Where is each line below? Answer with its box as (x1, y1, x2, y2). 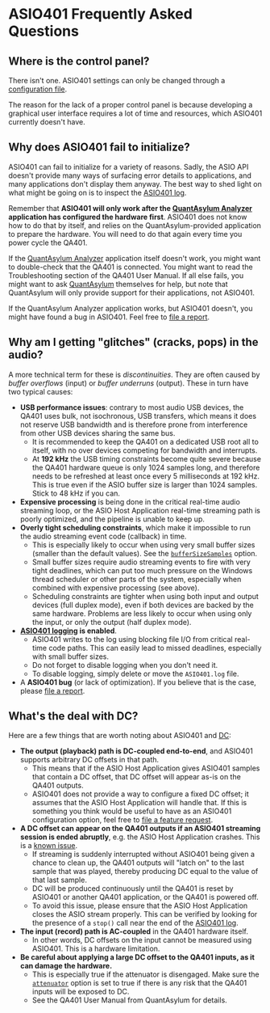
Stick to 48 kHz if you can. (31, 488, 121, 498)
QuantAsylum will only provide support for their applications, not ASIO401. (8, 288, 255, 298)
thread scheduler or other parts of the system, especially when (31, 574, 242, 584)
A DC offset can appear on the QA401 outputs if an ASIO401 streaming (19, 824, 261, 834)
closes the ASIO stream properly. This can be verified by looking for (31, 910, 258, 919)
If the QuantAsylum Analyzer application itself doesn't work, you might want (8, 253, 261, 263)
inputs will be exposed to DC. (31, 987, 130, 997)
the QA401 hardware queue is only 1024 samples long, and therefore (31, 462, 260, 472)
